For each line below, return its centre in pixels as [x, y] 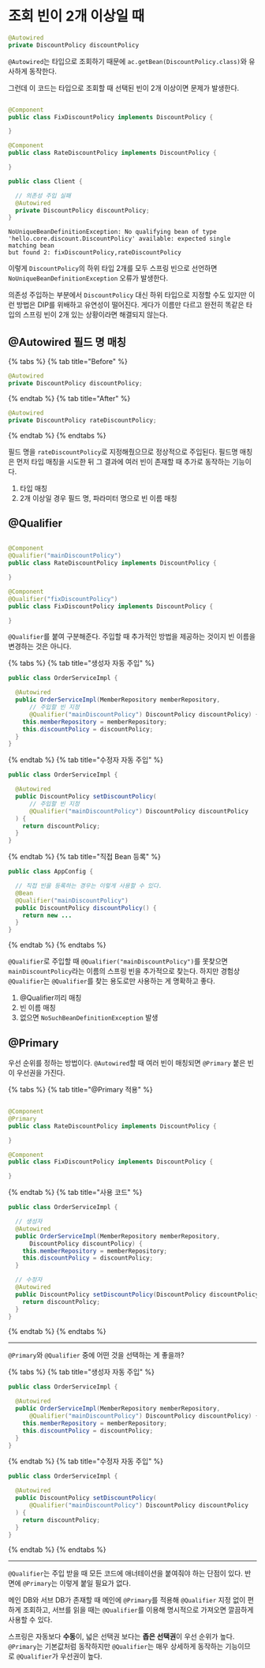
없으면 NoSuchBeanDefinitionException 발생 [89, 1018]
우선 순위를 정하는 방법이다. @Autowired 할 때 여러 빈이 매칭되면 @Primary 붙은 [127, 1063]
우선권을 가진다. [41, 1073]
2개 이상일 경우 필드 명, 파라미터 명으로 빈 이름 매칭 [98, 498]
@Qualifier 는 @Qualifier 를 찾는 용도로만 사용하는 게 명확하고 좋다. [112, 981]
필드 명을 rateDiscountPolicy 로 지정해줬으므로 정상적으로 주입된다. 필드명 [123, 452]
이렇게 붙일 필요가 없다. [95, 1583]
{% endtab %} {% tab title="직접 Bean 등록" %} [85, 857]
